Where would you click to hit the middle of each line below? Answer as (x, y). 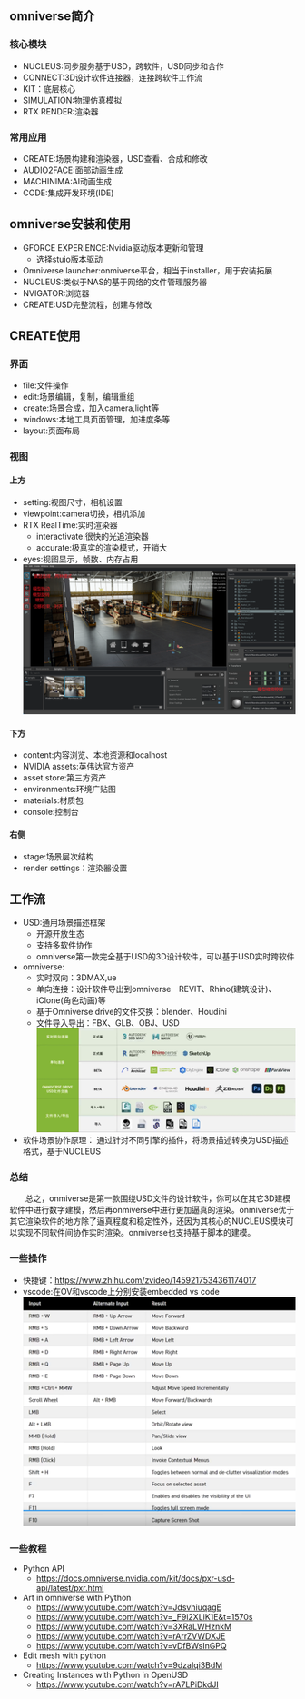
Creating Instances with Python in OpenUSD (105, 1675)
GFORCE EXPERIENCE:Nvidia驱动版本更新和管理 (113, 247)
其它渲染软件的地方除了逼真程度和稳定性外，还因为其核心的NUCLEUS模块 (148, 1221)
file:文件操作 (45, 385)
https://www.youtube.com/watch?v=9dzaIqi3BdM (129, 1665)
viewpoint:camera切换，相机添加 (84, 513)
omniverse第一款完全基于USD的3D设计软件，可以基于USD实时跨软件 (165, 957)
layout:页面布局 (51, 431)
